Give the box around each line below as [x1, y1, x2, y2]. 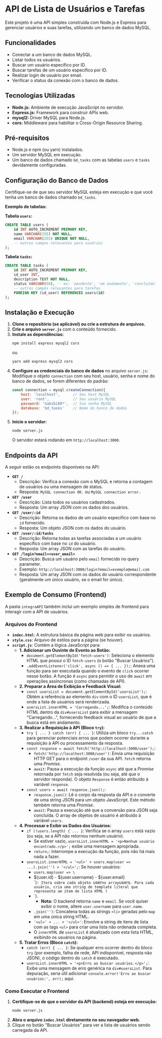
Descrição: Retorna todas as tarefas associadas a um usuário [19, 535, 142, 541]
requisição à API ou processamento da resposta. [26, 740, 123, 746]
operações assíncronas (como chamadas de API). [26, 678, 126, 684]
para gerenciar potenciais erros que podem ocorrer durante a [26, 735, 149, 741]
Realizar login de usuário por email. [12, 72, 83, 78]
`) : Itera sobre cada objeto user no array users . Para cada [33, 880, 154, 886]
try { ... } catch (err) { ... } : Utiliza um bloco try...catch [26, 730, 153, 736]
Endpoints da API [5, 451, 58, 459]
